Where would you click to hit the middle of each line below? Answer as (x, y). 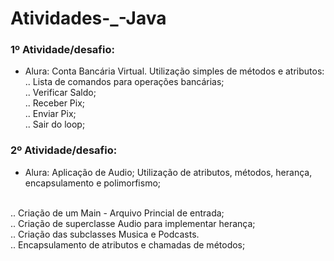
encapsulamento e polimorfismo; (93, 183)
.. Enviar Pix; (50, 114)
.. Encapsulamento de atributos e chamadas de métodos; (128, 244)
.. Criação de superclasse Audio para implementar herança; (133, 223)
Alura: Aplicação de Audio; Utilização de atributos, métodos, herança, (168, 172)
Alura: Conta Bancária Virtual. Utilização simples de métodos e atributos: (174, 71)
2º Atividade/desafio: (64, 150)
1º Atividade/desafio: (62, 50)
